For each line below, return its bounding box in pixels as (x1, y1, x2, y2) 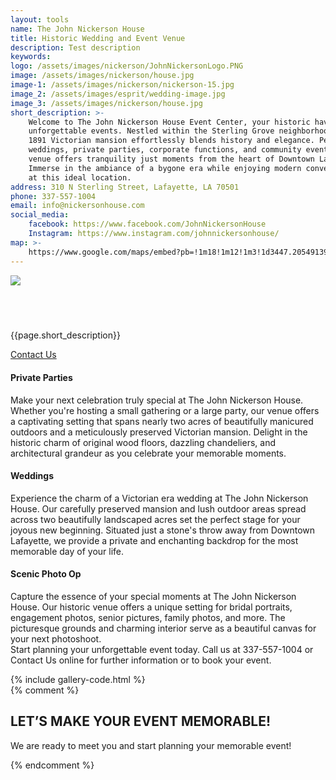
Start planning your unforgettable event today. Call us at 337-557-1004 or (10, 643, 314, 655)
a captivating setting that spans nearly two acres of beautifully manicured (10, 415, 314, 427)
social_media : (10, 210, 70, 220)
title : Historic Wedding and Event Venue (10, 33, 186, 43)
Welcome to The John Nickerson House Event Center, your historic (28, 117, 311, 127)
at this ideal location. (28, 172, 132, 183)
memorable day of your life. (10, 545, 125, 557)
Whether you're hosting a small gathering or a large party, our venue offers (10, 404, 320, 416)
